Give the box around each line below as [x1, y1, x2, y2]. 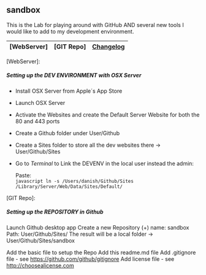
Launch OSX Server [15, 99, 66, 106]
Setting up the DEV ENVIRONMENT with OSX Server [6, 72, 142, 79]
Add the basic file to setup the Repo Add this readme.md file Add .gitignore [6, 249, 196, 256]
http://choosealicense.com [6, 261, 75, 269]
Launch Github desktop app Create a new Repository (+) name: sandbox [6, 223, 189, 231]
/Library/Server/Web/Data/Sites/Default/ [15, 184, 123, 190]
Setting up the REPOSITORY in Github [6, 208, 104, 215]
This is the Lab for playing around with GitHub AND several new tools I [6, 21, 184, 28]
